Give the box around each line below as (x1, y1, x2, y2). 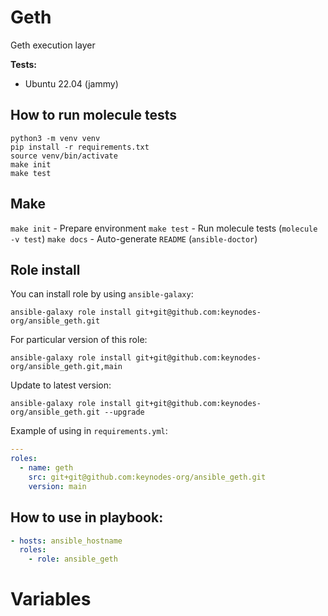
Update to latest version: (10, 379, 112, 391)
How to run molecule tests (10, 107, 178, 124)
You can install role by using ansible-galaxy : (10, 288, 194, 300)
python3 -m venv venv (10, 133, 101, 143)
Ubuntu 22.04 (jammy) (24, 77, 119, 90)
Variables (10, 588, 92, 611)
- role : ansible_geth (28, 554, 118, 565)
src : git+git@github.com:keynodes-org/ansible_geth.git (28, 472, 267, 482)
